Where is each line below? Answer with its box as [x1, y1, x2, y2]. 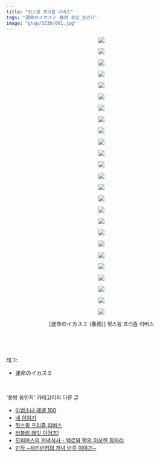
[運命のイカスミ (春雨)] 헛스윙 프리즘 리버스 [48, 321, 155, 328]
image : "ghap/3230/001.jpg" [6, 20, 77, 26]
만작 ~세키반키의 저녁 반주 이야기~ [14, 444, 97, 452]
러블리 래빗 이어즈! [14, 429, 59, 436]
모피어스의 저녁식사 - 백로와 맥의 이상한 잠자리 [14, 437, 124, 444]
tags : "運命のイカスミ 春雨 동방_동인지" [6, 14, 98, 21]
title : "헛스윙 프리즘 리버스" [6, 8, 74, 15]
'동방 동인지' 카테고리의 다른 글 [6, 394, 79, 401]
